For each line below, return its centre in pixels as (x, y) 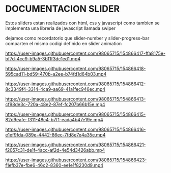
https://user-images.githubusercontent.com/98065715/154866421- (76, 145)
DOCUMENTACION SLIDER (63, 9)
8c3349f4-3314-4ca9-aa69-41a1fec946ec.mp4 (55, 89)
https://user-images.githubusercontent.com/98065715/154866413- (76, 99)
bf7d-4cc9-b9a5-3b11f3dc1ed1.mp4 (43, 58)
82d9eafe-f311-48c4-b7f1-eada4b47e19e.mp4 (54, 119)
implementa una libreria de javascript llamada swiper (61, 28)
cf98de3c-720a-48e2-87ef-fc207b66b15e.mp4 (55, 104)
